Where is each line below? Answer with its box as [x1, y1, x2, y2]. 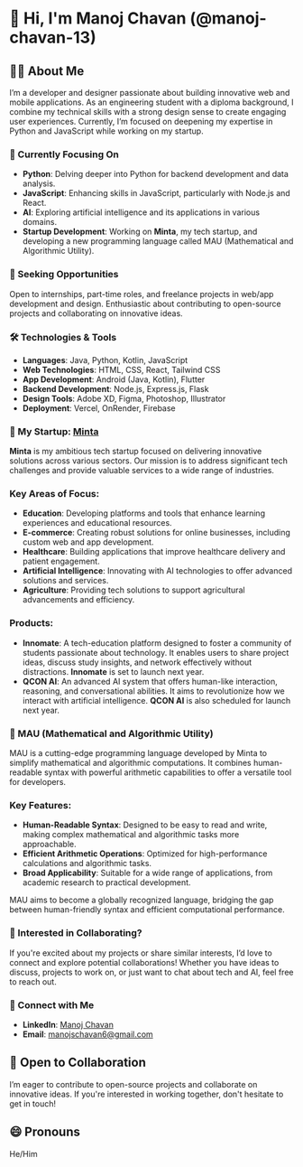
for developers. [9, 777, 66, 788]
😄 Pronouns [9, 1125, 81, 1140]
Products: [9, 617, 54, 630]
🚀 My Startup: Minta [9, 425, 99, 437]
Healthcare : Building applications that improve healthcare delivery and [22, 546, 286, 557]
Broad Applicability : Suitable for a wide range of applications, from [22, 867, 273, 879]
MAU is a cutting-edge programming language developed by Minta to [9, 748, 268, 759]
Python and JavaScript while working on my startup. [9, 126, 205, 136]
